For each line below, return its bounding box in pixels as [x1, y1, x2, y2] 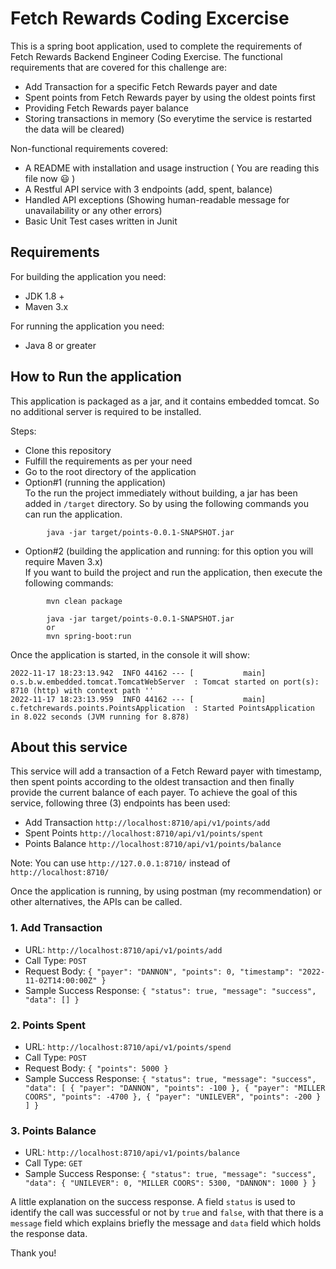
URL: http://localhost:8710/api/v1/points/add [24, 943, 223, 956]
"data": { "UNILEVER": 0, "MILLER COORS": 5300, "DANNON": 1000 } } [24, 1178, 317, 1189]
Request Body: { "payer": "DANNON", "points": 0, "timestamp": [24, 965, 295, 977]
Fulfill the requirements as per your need [24, 455, 193, 467]
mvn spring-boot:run [46, 631, 132, 641]
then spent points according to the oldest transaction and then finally [10, 776, 295, 788]
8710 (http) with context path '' [10, 685, 155, 696]
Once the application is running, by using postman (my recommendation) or [10, 885, 322, 897]
